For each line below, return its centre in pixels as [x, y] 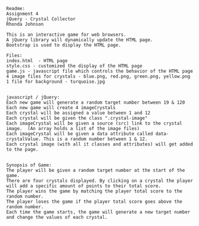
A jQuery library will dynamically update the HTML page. [80, 40]
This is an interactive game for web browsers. [66, 35]
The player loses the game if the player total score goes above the [94, 202]
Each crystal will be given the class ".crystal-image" [77, 118]
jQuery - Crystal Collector [41, 19]
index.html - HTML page [37, 61]
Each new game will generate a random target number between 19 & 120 [96, 103]
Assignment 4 [22, 14]
